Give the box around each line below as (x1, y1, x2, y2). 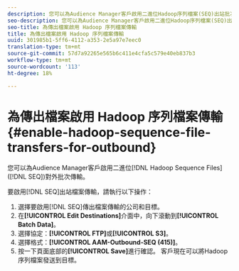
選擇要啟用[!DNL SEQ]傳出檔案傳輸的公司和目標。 (17, 203, 164, 211)
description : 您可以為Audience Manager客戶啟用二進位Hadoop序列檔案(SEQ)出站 (7, 10, 225, 18)
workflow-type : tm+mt (7, 57, 72, 64)
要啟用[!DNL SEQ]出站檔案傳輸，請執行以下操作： (7, 187, 153, 196)
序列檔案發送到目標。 (17, 256, 80, 265)
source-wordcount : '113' (7, 63, 81, 70)
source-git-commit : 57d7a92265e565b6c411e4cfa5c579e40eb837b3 (7, 50, 196, 57)
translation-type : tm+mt (7, 43, 81, 50)
